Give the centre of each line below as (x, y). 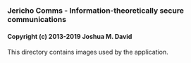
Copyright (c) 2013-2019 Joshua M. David (70, 36)
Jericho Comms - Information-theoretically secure (96, 11)
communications (37, 19)
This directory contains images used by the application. (88, 52)
